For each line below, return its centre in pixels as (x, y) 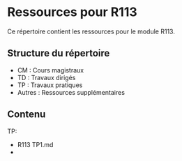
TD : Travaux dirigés (46, 77)
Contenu (26, 115)
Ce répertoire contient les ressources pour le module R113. (91, 31)
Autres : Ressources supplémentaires (71, 92)
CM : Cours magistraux (51, 70)
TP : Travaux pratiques (50, 85)
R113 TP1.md (35, 144)
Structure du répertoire (59, 53)
